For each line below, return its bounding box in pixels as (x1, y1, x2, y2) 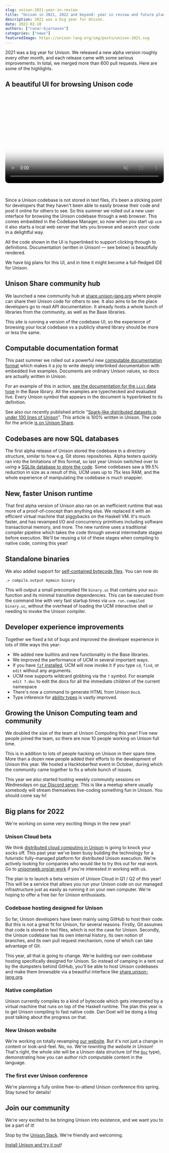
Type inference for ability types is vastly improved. (12, 694, 118, 700)
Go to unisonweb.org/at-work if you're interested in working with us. (5, 866, 147, 872)
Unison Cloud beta (5, 833, 52, 840)
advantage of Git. (5, 943, 41, 949)
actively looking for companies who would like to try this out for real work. (5, 861, 158, 867)
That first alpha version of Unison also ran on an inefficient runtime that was (5, 503, 162, 509)
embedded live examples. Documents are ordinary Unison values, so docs (5, 368, 159, 374)
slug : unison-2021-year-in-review (5, 7, 78, 13)
